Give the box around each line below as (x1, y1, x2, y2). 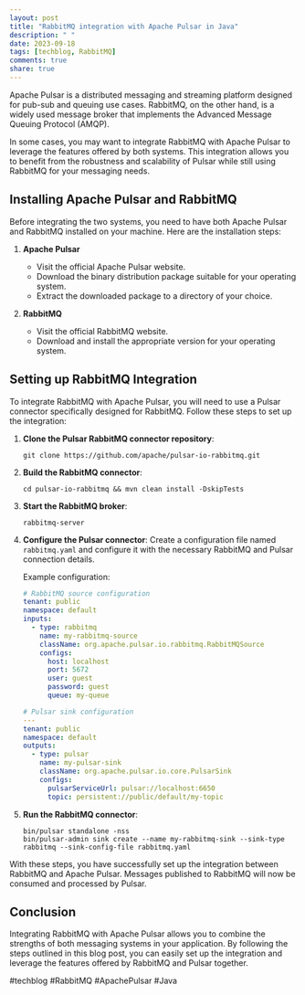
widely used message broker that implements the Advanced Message (9, 109, 272, 120)
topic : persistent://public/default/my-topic (47, 792, 224, 801)
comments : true (9, 56, 68, 65)
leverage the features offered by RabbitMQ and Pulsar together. (9, 958, 248, 969)
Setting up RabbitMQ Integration (9, 372, 198, 387)
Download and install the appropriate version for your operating (36, 335, 276, 346)
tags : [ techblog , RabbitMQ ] (9, 48, 117, 57)
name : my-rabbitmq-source (39, 631, 139, 640)
